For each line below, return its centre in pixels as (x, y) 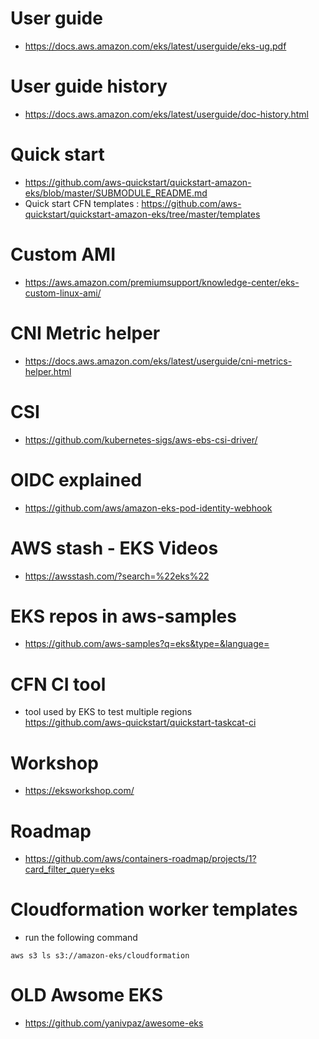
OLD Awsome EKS (86, 995)
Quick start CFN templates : (82, 203)
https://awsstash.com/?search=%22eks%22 (117, 576)
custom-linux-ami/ (63, 293)
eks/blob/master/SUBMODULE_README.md (116, 193)
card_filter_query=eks (69, 869)
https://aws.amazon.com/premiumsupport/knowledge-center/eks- (162, 282)
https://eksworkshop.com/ (79, 791)
